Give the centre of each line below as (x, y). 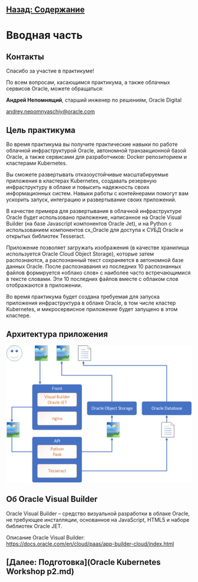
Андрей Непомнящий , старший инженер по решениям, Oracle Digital (94, 100)
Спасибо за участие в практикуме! (50, 71)
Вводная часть (44, 35)
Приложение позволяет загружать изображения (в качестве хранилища (98, 248)
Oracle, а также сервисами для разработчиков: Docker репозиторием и (97, 157)
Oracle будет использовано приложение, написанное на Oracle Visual (94, 217)
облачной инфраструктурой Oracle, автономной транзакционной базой (96, 151)
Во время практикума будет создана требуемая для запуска (83, 297)
